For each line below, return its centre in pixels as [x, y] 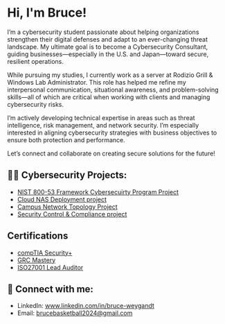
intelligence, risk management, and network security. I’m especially [103, 125]
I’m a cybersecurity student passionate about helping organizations [103, 32]
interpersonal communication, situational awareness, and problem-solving [113, 89]
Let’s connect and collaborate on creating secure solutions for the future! [111, 153]
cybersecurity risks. [36, 104]
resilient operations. [36, 61]
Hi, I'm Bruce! [47, 13]
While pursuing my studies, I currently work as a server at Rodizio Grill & [110, 75]
